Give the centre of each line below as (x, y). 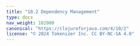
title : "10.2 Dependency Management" (53, 12)
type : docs (20, 17)
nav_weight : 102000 (30, 23)
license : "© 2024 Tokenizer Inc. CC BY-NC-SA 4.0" (70, 34)
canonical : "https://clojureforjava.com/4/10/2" (68, 28)
